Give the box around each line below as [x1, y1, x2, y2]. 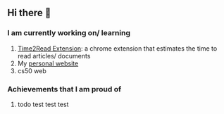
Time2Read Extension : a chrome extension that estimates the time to [17, 44, 218, 53]
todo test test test [17, 100, 69, 108]
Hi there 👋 [7, 7, 51, 19]
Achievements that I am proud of [7, 84, 122, 94]
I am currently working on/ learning [7, 28, 131, 38]
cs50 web [17, 66, 47, 75]
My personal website [17, 59, 79, 68]
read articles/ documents [17, 51, 91, 60]
